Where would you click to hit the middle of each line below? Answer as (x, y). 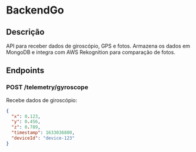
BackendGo (35, 10)
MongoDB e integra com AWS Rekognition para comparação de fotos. (91, 52)
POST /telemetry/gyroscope (47, 87)
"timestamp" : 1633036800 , (43, 133)
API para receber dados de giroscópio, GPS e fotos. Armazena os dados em (98, 46)
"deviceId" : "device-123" (43, 139)
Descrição (25, 32)
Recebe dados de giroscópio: (42, 100)
